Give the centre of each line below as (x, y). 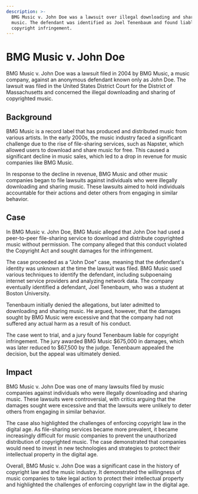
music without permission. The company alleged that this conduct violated (97, 244)
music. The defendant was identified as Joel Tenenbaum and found (95, 22)
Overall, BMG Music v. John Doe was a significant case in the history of (93, 466)
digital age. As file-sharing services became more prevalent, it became (92, 429)
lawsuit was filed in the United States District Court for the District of (89, 86)
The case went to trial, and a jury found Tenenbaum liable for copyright (92, 335)
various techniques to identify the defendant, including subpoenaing (89, 274)
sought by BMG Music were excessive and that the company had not (90, 317)
